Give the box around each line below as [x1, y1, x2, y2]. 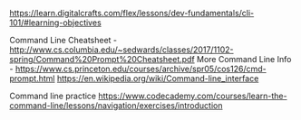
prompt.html [9, 73, 55, 84]
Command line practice [9, 90, 97, 101]
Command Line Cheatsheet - [9, 35, 118, 45]
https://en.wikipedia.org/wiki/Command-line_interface [56, 73, 259, 84]
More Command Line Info [196, 54, 292, 64]
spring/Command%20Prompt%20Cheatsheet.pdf [9, 54, 195, 64]
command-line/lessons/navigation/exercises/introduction [9, 100, 223, 111]
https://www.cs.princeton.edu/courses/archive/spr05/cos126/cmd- [15, 63, 267, 74]
